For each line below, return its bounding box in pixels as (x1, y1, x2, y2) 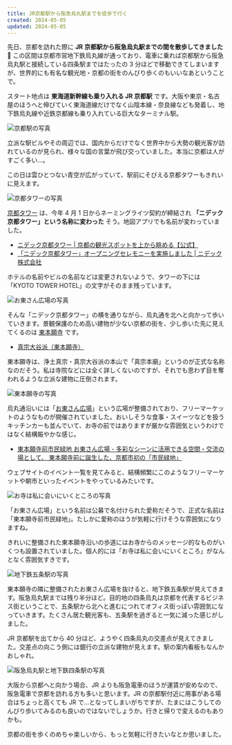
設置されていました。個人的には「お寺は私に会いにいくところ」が (25, 547, 213, 555)
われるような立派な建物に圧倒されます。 (7, 375, 122, 383)
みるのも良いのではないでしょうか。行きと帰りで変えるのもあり (43, 707, 224, 715)
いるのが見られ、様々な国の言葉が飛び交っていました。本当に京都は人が (19, 147, 225, 156)
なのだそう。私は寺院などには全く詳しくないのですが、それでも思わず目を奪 (7, 366, 224, 374)
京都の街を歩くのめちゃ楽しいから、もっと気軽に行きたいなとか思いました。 (7, 730, 225, 739)
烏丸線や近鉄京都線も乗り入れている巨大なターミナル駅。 (19, 109, 183, 118)
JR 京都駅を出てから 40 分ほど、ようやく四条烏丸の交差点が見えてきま (7, 634, 209, 643)
